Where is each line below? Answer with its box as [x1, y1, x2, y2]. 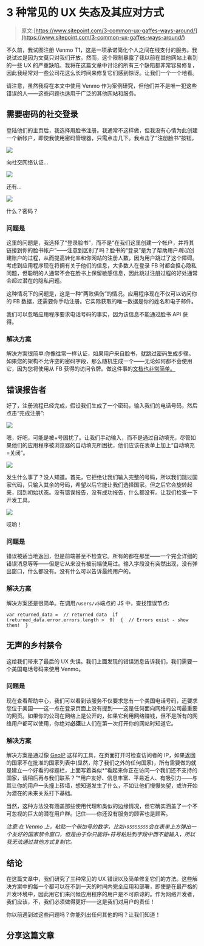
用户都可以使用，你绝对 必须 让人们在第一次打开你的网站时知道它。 [11, 719, 177, 727]
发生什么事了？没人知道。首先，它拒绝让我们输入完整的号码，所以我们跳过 [6, 473, 192, 481]
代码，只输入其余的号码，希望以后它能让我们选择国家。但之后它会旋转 [11, 481, 187, 489]
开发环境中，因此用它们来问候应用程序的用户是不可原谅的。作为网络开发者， [6, 890, 198, 897]
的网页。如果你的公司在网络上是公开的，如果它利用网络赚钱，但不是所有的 [6, 712, 192, 719]
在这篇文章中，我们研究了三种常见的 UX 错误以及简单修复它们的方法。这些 [6, 875, 192, 882]
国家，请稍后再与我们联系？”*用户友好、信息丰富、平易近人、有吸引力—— [6, 774, 192, 782]
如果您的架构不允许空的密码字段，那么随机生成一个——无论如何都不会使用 [6, 358, 192, 365]
